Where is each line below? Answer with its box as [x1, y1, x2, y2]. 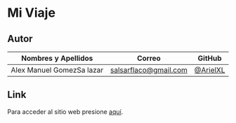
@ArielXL [194, 65, 225, 75]
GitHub [197, 54, 223, 63]
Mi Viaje [7, 5, 56, 21]
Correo [136, 54, 162, 63]
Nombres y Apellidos [20, 54, 93, 63]
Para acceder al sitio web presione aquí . [7, 107, 124, 116]
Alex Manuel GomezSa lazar [11, 65, 104, 75]
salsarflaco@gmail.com [110, 65, 188, 75]
